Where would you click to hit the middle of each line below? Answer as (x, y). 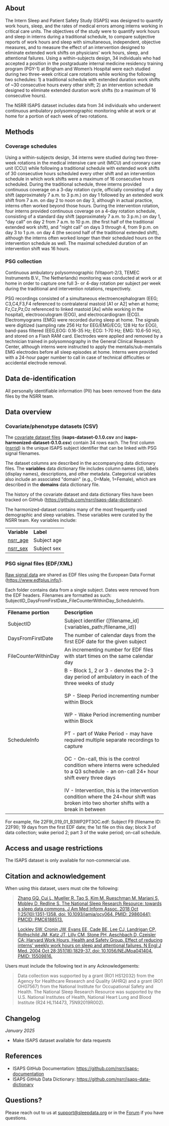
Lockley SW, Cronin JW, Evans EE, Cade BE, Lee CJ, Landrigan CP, (87, 929)
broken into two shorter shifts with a (107, 803)
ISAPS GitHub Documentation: (44, 1068)
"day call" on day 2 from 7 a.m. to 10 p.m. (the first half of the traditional (80, 222)
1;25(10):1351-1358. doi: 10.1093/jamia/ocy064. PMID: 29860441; (84, 914)
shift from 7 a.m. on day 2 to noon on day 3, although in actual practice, (79, 200)
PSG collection (24, 261)
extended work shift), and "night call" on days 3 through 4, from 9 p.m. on (82, 227)
